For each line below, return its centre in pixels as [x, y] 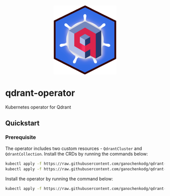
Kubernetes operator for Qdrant [38, 107]
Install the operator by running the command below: [59, 179]
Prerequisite [21, 137]
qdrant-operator [40, 93]
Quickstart [23, 123]
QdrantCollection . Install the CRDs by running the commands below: [77, 154]
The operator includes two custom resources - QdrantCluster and [74, 148]
